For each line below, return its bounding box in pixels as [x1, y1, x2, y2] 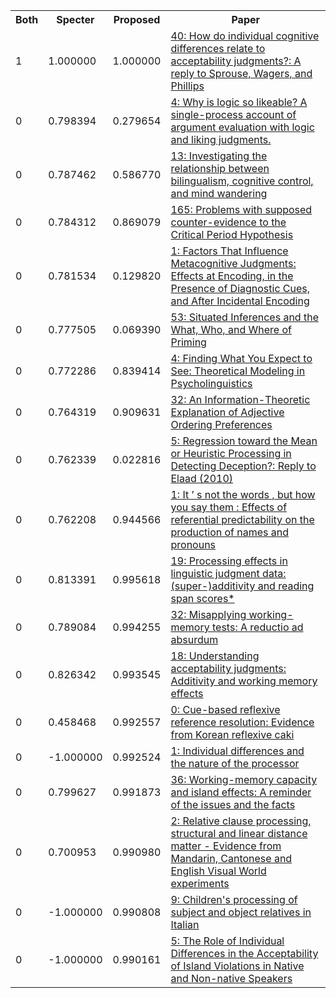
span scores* [170, 592, 235, 605]
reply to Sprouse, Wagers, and [170, 67, 313, 80]
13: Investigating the [170, 149, 268, 163]
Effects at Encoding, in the [170, 269, 294, 283]
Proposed [113, 13, 161, 26]
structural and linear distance [170, 827, 308, 840]
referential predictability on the [170, 513, 315, 526]
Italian [170, 918, 200, 931]
